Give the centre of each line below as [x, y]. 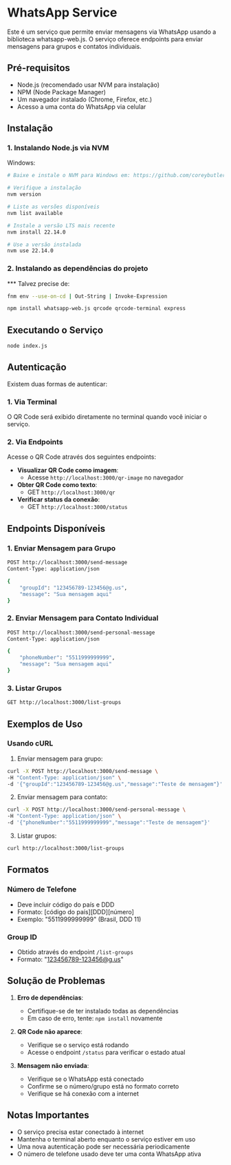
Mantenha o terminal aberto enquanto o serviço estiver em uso [106, 1139]
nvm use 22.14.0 [30, 251]
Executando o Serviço [55, 330]
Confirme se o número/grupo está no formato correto [103, 1086]
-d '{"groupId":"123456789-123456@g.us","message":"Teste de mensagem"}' [115, 784]
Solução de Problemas [56, 981]
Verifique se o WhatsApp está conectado [86, 1079]
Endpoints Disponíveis [56, 528]
